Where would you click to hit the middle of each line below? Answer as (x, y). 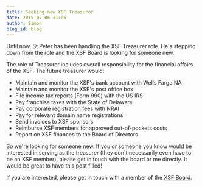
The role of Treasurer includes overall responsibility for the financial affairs (100, 65)
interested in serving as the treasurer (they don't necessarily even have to (99, 153)
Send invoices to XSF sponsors (54, 122)
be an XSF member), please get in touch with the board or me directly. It (97, 160)
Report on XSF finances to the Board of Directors (76, 135)
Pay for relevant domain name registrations (69, 115)
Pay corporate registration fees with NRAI (67, 109)
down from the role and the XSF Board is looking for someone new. (90, 53)
